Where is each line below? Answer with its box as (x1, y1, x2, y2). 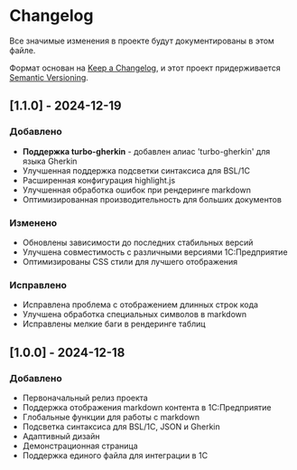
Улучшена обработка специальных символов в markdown (22, 309, 247, 320)
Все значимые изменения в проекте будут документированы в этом (9, 35, 275, 46)
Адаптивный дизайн (22, 430, 100, 441)
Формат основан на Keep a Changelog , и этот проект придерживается (9, 62, 282, 73)
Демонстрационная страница (22, 440, 138, 451)
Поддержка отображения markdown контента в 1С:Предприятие (22, 401, 272, 412)
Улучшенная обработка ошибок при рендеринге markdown (22, 184, 251, 195)
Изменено (9, 216, 58, 229)
